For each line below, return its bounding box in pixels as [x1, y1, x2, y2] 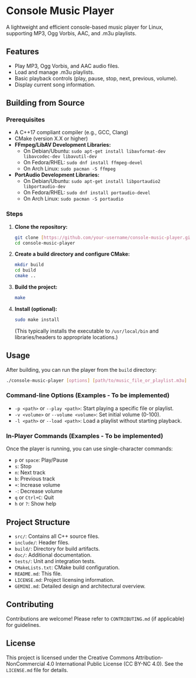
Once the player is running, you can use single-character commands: [6, 445, 173, 452]
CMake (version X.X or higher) [14, 135, 88, 142]
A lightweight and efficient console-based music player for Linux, [6, 23, 164, 30]
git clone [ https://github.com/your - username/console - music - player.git [14, 235, 193, 240]
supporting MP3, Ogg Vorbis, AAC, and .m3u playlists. [6, 29, 136, 36]
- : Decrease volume [14, 488, 63, 495]
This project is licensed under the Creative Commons [6, 654, 135, 661]
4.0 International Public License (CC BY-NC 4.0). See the [46, 660, 183, 667]
